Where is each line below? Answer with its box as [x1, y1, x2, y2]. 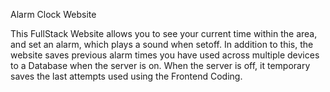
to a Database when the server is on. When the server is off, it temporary [10, 60, 311, 71]
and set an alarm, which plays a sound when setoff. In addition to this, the [10, 39, 314, 50]
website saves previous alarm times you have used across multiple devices [10, 49, 320, 61]
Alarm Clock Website [10, 9, 97, 20]
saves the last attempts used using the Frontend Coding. [10, 70, 243, 82]
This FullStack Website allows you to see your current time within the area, [10, 28, 318, 39]
